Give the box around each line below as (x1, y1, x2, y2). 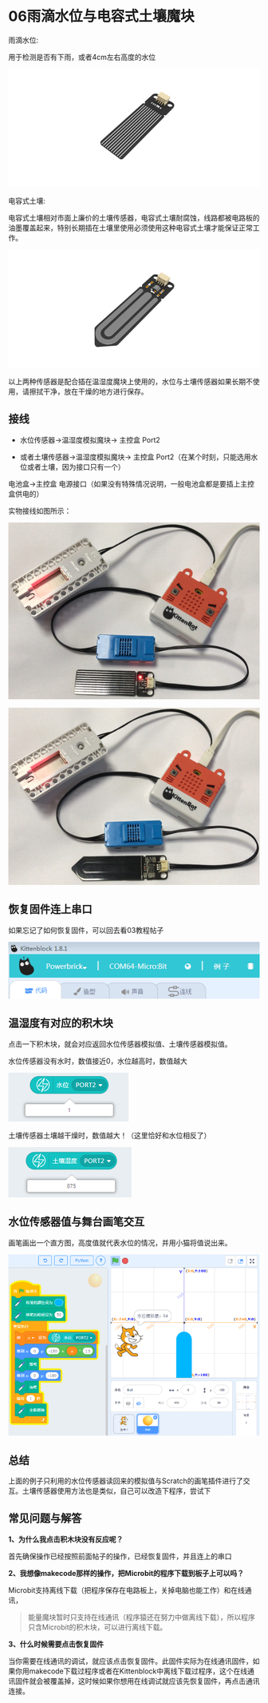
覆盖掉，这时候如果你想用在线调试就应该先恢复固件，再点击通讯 (49, 1676, 260, 1685)
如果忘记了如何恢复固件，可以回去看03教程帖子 (8, 925, 164, 935)
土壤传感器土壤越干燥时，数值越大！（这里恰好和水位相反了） (8, 1130, 211, 1140)
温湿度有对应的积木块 (8, 1016, 113, 1030)
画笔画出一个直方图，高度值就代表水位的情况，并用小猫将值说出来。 (8, 1237, 232, 1247)
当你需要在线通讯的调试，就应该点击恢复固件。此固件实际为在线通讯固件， (8, 1656, 253, 1665)
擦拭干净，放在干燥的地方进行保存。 (29, 387, 148, 396)
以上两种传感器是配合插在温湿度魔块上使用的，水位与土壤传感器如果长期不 (8, 376, 253, 386)
